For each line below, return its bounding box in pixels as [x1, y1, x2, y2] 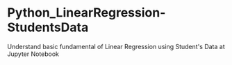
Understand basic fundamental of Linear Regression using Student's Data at [7, 42, 226, 50]
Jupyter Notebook [7, 50, 60, 58]
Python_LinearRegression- [7, 5, 166, 21]
